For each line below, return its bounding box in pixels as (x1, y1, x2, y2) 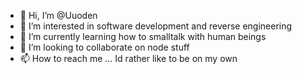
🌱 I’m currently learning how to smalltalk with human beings (19, 31, 267, 42)
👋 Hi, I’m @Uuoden (19, 10, 98, 21)
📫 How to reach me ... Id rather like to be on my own (19, 53, 238, 64)
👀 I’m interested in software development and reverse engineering (19, 20, 293, 32)
